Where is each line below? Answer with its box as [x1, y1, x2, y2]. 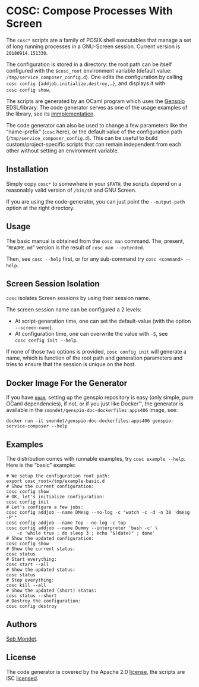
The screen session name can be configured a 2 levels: [6, 306, 142, 313]
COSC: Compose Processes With [6, 4, 173, 18]
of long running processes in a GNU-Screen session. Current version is [6, 43, 181, 50]
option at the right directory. [6, 204, 75, 211]
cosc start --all [6, 561, 49, 567]
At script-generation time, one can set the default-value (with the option [14, 317, 191, 325]
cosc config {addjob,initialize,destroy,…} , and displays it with [6, 79, 165, 87]
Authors [6, 619, 37, 629]
